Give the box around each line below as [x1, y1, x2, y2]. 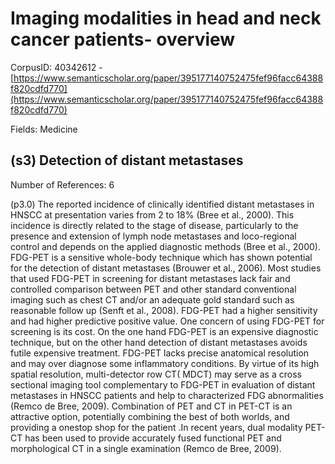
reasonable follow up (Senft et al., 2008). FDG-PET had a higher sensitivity [10, 304, 318, 316]
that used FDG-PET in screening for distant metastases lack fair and [10, 272, 291, 284]
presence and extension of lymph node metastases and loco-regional [10, 230, 297, 242]
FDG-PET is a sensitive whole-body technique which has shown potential [10, 251, 313, 263]
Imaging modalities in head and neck [10, 7, 322, 30]
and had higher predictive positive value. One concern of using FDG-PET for [10, 315, 325, 327]
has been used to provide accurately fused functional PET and [24, 432, 282, 444]
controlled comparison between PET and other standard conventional [10, 283, 297, 295]
